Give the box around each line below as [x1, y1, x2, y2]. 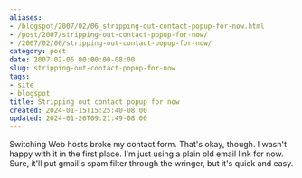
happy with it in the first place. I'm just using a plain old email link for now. [9, 148, 284, 159]
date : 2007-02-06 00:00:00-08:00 [9, 55, 136, 64]
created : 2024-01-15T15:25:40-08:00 [9, 106, 147, 115]
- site [9, 80, 34, 89]
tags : [9, 72, 30, 81]
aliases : [9, 13, 42, 23]
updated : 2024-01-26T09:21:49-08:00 [9, 114, 147, 123]
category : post [9, 47, 67, 56]
